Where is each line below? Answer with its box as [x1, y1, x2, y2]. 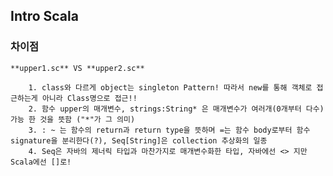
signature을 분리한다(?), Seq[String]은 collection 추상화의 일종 [10, 135, 268, 146]
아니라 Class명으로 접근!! [41, 93, 138, 103]
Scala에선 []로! [10, 157, 72, 167]
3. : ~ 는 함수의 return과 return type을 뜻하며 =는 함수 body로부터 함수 [28, 125, 311, 135]
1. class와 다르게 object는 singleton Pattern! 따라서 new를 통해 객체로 [28, 82, 313, 93]
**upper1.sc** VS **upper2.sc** [10, 63, 145, 73]
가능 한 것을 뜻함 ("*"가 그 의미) [10, 114, 136, 124]
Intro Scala [10, 8, 79, 25]
